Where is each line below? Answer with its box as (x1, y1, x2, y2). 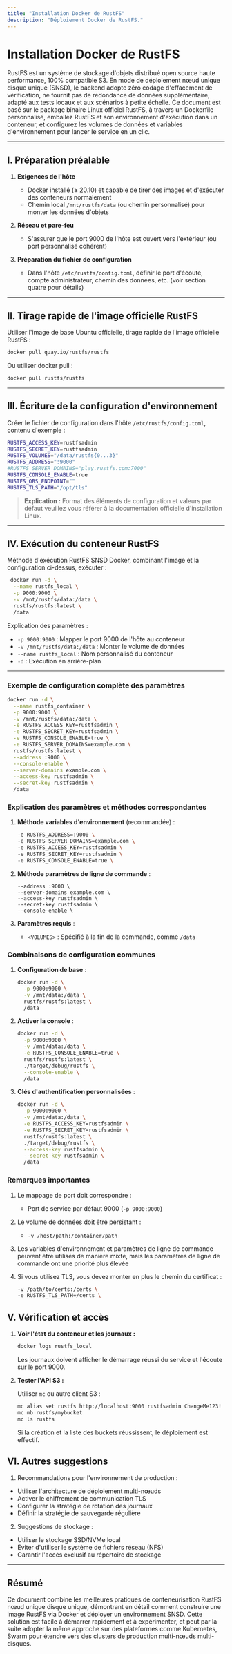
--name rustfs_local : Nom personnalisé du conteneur (17, 650, 173, 658)
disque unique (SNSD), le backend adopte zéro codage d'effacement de (7, 84, 213, 92)
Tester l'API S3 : (17, 1376, 64, 1384)
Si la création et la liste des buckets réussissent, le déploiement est (17, 1428, 209, 1437)
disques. (7, 1640, 32, 1648)
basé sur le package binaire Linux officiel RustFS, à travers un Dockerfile (7, 106, 214, 114)
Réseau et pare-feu (17, 222, 75, 230)
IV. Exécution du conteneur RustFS (7, 538, 159, 549)
